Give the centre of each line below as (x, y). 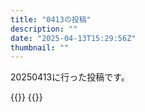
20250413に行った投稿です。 (70, 77)
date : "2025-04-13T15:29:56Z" (73, 38)
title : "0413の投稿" (51, 19)
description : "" (44, 29)
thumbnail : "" (40, 47)
